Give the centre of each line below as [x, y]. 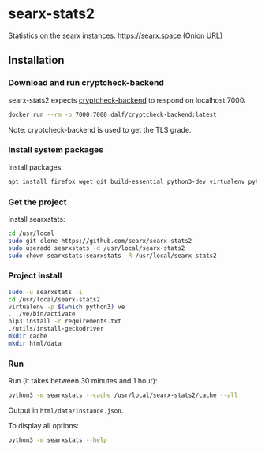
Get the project [37, 202]
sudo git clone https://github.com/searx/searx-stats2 [100, 241]
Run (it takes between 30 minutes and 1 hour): [83, 381]
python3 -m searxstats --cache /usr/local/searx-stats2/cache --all [123, 395]
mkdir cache [28, 336]
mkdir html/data [35, 343]
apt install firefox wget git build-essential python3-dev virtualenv [127, 181]
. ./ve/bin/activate [42, 314]
